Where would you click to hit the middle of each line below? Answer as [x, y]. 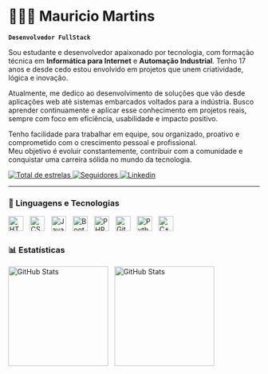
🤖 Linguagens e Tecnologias [64, 203]
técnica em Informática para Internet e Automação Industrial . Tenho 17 [127, 61]
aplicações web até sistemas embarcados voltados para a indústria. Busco [131, 101]
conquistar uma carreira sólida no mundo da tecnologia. [100, 159]
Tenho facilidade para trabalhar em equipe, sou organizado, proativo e [124, 134]
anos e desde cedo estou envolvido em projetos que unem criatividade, [126, 69]
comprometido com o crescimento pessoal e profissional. [103, 142]
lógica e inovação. [38, 77]
